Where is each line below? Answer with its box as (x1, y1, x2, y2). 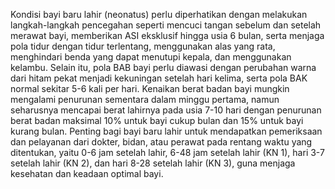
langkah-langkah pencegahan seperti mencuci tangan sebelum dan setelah (10, 19, 322, 31)
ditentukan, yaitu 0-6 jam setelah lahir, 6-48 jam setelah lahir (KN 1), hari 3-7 (10, 147, 325, 158)
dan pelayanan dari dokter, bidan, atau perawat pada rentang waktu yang (10, 136, 313, 148)
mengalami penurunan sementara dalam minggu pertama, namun (10, 94, 280, 105)
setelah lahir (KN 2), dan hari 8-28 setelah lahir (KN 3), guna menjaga (10, 157, 296, 169)
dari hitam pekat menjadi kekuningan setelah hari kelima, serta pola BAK (10, 72, 308, 84)
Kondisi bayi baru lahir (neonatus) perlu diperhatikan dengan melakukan (10, 9, 308, 20)
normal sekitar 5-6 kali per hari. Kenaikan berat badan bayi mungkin (10, 83, 290, 94)
